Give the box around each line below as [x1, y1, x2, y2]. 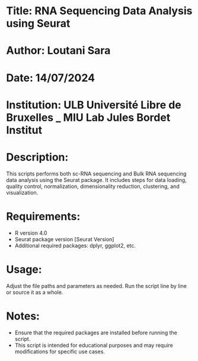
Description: [6, 150, 69, 164]
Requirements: [6, 209, 81, 223]
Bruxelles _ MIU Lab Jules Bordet [6, 111, 171, 124]
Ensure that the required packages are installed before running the [14, 329, 178, 336]
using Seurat [6, 17, 71, 30]
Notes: [6, 309, 40, 322]
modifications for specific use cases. [14, 348, 106, 355]
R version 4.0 [14, 229, 47, 237]
